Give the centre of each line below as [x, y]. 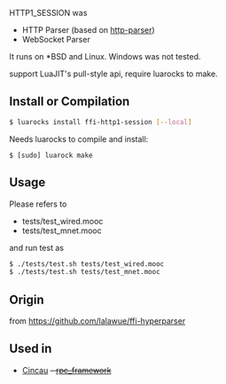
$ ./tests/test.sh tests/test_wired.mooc [87, 264]
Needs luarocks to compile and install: [79, 139]
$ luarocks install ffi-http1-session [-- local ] [101, 122]
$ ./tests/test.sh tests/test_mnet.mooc [85, 272]
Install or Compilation [70, 102]
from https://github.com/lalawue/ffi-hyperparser [97, 321]
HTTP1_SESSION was [48, 13]
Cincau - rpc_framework [66, 370]
